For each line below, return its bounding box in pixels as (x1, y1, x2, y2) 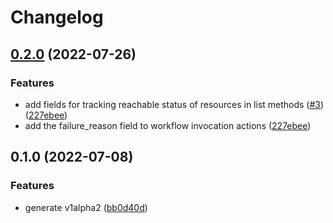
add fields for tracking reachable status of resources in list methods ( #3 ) (24, 98, 325, 110)
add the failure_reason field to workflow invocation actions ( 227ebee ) (24, 119, 312, 131)
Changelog (10, 6, 104, 29)
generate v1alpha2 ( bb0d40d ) (24, 201, 148, 213)
